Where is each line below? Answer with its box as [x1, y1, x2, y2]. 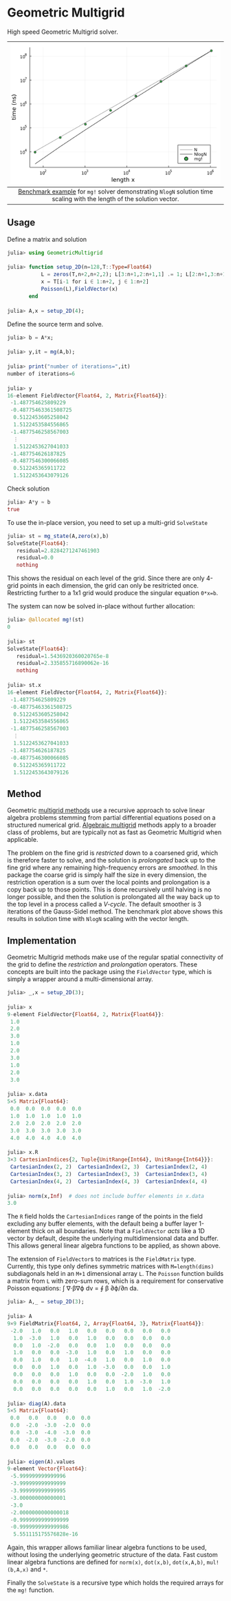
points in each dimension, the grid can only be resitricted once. [19, 581, 199, 590]
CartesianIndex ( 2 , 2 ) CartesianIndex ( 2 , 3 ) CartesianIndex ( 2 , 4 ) [10, 1164, 208, 1170]
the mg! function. [7, 1586, 54, 1594]
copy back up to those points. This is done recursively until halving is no [7, 885, 212, 894]
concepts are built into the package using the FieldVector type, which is [7, 968, 212, 976]
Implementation [7, 935, 77, 947]
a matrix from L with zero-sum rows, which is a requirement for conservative [7, 1277, 224, 1285]
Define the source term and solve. [7, 320, 104, 328]
